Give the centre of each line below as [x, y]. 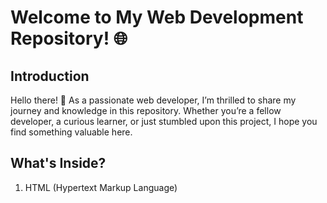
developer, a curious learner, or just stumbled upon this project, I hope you [164, 121]
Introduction [50, 76]
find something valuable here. [71, 132]
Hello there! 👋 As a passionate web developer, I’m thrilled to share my [153, 100]
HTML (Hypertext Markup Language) [101, 187]
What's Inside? [58, 163]
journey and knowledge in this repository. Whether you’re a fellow [146, 110]
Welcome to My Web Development [157, 17]
